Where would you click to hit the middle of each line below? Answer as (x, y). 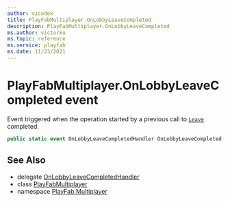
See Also (26, 161)
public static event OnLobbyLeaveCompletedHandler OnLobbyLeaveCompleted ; (116, 139)
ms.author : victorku (37, 33)
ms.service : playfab (37, 45)
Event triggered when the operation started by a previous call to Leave (105, 119)
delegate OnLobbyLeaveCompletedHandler (78, 177)
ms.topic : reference (37, 39)
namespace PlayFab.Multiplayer (62, 191)
